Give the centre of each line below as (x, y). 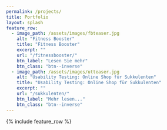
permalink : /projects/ (34, 11)
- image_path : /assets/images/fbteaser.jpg (65, 34)
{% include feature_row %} (39, 121)
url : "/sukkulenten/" (43, 94)
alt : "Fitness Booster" (46, 39)
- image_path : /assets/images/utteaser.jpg (65, 72)
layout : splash (25, 22)
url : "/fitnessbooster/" (47, 55)
